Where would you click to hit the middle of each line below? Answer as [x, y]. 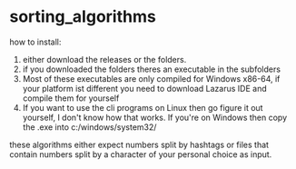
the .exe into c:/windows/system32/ [89, 127]
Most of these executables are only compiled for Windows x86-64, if [151, 78]
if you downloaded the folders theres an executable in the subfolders [152, 69]
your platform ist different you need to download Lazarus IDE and [144, 88]
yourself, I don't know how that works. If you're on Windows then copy [155, 117]
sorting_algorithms [83, 17]
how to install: [35, 42]
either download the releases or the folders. [104, 59]
